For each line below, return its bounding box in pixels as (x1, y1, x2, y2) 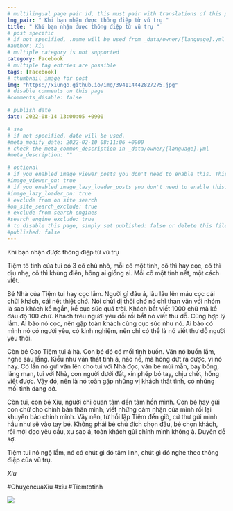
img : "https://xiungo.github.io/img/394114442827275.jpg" (7, 81, 178, 88)
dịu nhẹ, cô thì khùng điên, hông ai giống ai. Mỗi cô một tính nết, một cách (7, 268, 220, 277)
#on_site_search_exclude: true (7, 203, 98, 210)
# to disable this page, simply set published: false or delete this (7, 222, 213, 229)
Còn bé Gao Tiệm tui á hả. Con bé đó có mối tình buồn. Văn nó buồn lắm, (7, 347, 216, 355)
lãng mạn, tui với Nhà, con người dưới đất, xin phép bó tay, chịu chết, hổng (7, 369, 220, 378)
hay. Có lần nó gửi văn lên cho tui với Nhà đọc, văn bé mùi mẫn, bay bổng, (7, 362, 220, 371)
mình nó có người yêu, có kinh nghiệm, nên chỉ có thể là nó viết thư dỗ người (7, 326, 226, 334)
